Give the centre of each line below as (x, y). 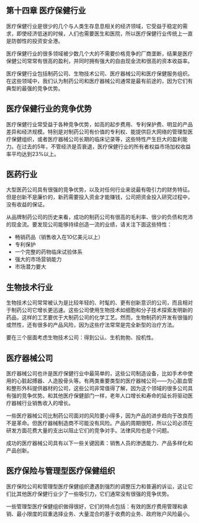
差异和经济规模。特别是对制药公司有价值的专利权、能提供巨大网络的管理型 (97, 132)
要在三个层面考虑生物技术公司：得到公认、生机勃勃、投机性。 (81, 337)
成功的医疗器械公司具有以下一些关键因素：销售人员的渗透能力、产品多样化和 (99, 443)
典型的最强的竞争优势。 (35, 88)
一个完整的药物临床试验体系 (49, 252)
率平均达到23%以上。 (33, 154)
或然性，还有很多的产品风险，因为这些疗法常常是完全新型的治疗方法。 (92, 325)
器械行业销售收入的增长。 (42, 403)
